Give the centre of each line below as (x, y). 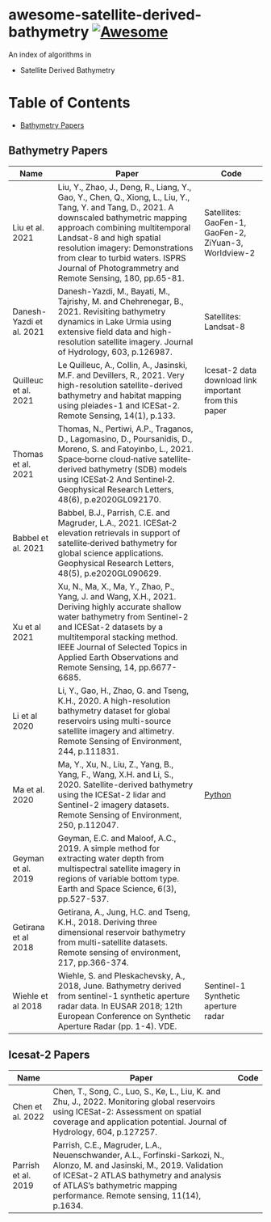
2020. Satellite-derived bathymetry (125, 784)
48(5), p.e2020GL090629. (109, 573)
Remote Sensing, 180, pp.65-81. (121, 278)
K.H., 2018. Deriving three (107, 922)
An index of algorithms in (50, 54)
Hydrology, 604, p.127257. (105, 1131)
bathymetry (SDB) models (138, 469)
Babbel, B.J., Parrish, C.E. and (114, 513)
